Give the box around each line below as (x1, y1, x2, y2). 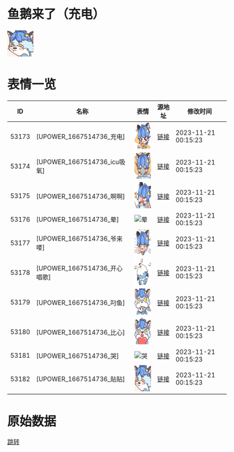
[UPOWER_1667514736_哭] (36, 352, 120, 360)
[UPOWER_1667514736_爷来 (36, 234, 123, 243)
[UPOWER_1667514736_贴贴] (36, 375, 125, 384)
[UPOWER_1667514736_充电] (36, 133, 125, 141)
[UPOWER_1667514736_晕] (36, 216, 120, 224)
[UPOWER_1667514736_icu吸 (36, 158, 125, 166)
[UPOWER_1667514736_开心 (36, 264, 123, 273)
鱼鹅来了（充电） (7, 6, 106, 22)
